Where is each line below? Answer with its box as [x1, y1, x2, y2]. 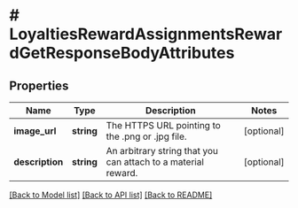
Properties [9, 78, 69, 93]
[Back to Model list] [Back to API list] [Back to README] [9, 189, 213, 200]
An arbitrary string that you [106, 145, 219, 157]
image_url [13, 125, 57, 137]
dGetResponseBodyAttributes [9, 43, 235, 63]
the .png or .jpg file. [106, 130, 188, 143]
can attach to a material [106, 156, 204, 168]
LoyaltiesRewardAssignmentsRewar [9, 24, 283, 44]
